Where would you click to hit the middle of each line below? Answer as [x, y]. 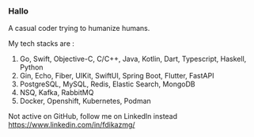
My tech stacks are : [42, 44]
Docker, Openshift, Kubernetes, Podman [85, 101]
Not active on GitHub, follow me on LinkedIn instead [93, 116]
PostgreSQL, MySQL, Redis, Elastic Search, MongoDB [107, 84]
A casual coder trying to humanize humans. [79, 29]
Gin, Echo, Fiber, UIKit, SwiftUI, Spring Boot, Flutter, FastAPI [117, 76]
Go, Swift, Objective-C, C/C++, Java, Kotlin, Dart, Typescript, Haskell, [133, 59]
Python [31, 67]
